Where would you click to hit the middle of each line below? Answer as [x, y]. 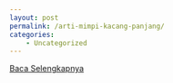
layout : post [34, 18]
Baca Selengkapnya [47, 69]
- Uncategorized [57, 43]
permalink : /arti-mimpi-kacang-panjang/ [87, 26]
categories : [32, 34]
